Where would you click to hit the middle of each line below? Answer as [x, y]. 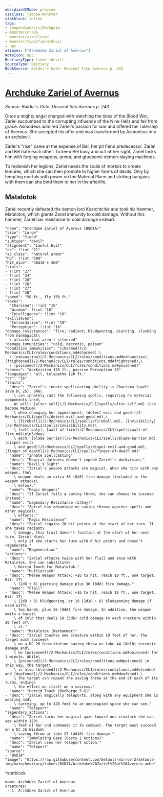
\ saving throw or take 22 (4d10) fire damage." [64, 734]
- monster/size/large [27, 37]
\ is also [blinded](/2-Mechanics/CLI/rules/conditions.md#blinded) [85, 669]
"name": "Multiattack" [32, 571]
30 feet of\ [17, 622]
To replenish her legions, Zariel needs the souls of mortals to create [73, 166]
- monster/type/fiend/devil [34, 42]
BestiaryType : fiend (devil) [35, 60]
